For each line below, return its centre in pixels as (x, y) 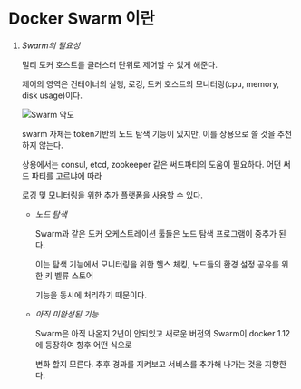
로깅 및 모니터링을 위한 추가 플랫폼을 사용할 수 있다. (112, 195)
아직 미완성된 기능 (67, 314)
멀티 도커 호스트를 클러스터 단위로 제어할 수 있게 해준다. (120, 64)
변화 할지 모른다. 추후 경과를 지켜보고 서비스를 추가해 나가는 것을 (149, 364)
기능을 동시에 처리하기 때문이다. (91, 295)
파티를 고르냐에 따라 (67, 175)
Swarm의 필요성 (51, 45)
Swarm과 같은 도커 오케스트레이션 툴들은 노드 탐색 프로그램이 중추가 (156, 233)
